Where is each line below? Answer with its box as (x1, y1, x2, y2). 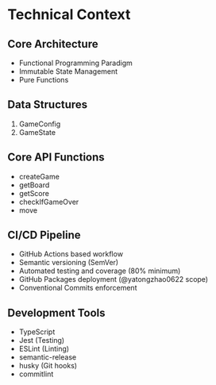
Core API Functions (7, 151, 105, 164)
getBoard (18, 180, 50, 190)
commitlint (18, 369, 54, 379)
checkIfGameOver (18, 197, 79, 206)
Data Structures (7, 98, 88, 112)
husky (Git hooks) (18, 361, 77, 371)
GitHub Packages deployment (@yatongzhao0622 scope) (18, 275, 208, 284)
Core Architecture (7, 37, 98, 51)
